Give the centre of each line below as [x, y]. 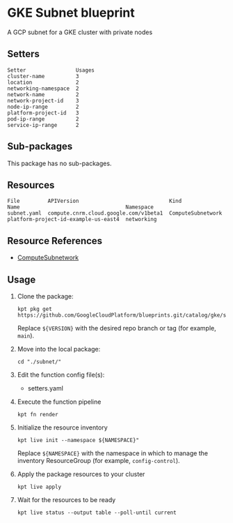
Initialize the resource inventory [62, 427]
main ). [26, 335]
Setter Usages [51, 70]
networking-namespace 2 [43, 89]
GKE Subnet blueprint [71, 13]
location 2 [43, 82]
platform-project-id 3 [43, 113]
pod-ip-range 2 [43, 119]
